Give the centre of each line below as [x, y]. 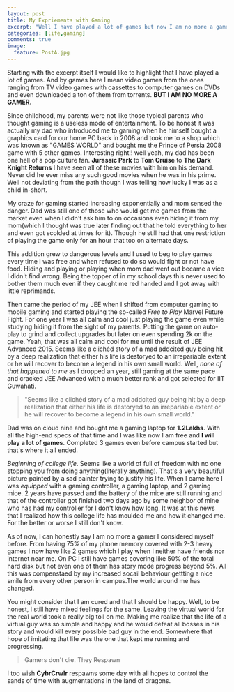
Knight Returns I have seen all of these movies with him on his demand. [110, 167]
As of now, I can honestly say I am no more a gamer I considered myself [111, 536]
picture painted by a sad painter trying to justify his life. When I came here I [115, 478]
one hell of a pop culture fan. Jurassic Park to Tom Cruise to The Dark [109, 160]
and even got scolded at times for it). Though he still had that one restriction [116, 233]
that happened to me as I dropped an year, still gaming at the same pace [111, 371]
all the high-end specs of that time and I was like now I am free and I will [111, 435]
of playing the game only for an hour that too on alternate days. [98, 240]
